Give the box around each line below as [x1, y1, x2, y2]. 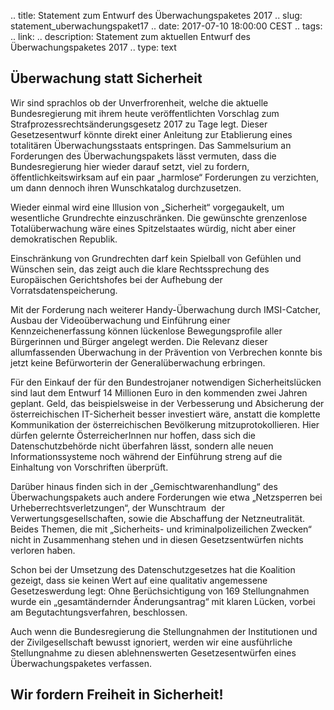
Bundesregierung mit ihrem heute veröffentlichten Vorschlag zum [10, 107, 280, 119]
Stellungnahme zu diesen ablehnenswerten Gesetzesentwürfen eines [10, 646, 297, 659]
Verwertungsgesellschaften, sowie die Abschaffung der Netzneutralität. [10, 512, 306, 524]
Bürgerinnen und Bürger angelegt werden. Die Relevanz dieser [10, 335, 268, 347]
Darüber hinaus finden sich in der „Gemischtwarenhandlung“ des [10, 480, 278, 492]
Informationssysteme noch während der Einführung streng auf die [10, 450, 283, 462]
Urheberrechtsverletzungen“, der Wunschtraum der [10, 501, 225, 514]
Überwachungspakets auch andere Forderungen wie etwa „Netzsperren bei [10, 491, 323, 503]
